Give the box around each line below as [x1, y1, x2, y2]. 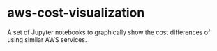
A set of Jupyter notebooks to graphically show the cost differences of [7, 28, 211, 36]
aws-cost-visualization [7, 5, 145, 21]
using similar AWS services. [7, 35, 87, 43]
